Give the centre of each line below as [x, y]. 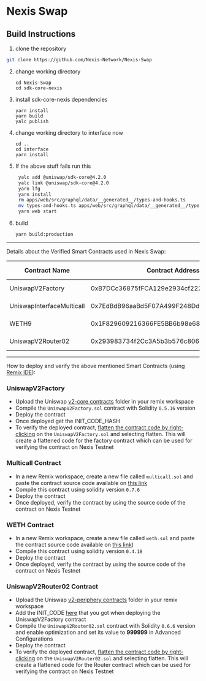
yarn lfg [29, 189]
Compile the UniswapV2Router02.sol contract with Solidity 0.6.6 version [105, 626]
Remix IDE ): [21, 372]
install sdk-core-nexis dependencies [61, 99]
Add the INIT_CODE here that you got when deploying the [88, 613]
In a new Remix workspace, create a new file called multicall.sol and [104, 476]
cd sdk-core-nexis [39, 88]
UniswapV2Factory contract [51, 619]
